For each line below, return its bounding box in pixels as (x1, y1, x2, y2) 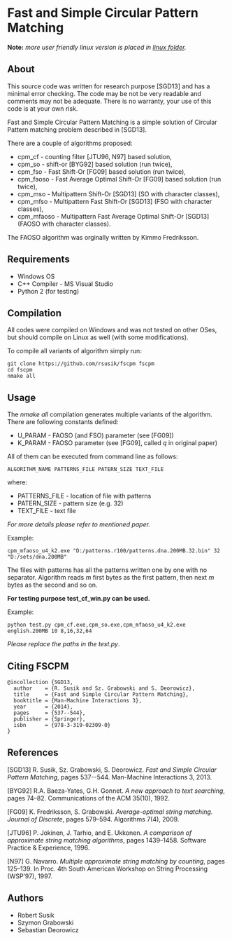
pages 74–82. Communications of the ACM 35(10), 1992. (7, 793, 170, 802)
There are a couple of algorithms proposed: (7, 139, 133, 147)
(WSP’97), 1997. (7, 871, 52, 880)
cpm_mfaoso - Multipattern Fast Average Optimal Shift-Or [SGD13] (17, 212, 210, 220)
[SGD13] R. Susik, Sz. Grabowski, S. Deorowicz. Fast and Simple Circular (7, 765, 217, 774)
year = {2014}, (13, 703, 73, 710)
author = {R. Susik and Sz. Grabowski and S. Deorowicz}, (13, 685, 196, 692)
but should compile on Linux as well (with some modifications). (7, 333, 189, 341)
